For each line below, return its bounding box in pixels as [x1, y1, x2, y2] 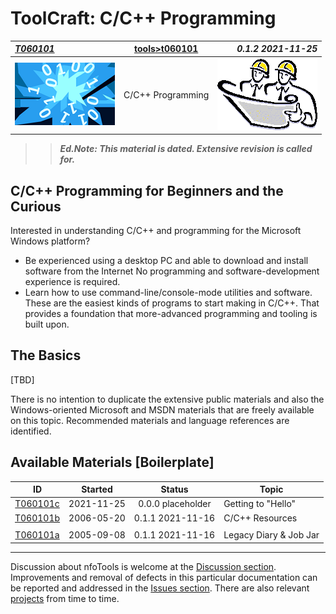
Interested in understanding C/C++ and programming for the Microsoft [10, 225, 302, 236]
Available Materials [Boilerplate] [10, 454, 215, 471]
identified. [10, 425, 52, 437]
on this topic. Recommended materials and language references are [10, 414, 290, 426]
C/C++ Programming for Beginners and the [10, 182, 284, 199]
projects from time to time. [10, 592, 120, 604]
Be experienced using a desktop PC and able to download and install [24, 255, 309, 266]
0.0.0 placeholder [138, 498, 212, 510]
